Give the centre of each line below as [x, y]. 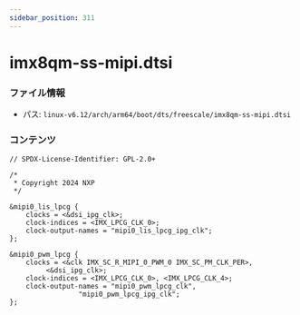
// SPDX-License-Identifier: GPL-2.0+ [82, 160]
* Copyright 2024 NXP [54, 183]
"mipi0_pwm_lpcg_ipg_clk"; [129, 295]
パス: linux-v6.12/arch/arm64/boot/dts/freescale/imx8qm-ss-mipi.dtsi [157, 114]
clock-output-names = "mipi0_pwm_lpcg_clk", [111, 287]
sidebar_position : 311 [52, 18]
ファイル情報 [38, 93]
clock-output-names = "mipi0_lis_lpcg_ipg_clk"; [119, 231]
